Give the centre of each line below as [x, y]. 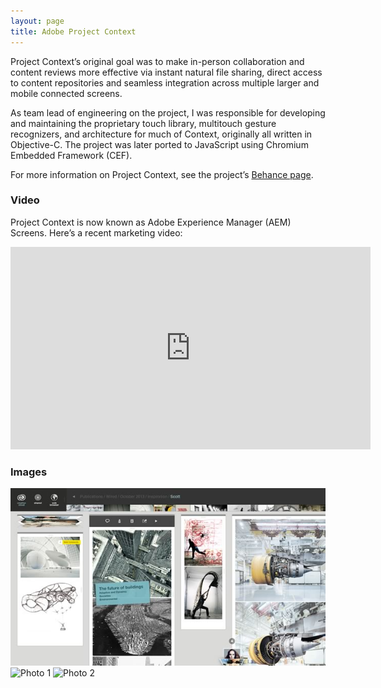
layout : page [37, 21]
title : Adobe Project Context [73, 31]
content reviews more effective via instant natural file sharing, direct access [166, 72]
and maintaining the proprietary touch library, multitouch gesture [143, 123]
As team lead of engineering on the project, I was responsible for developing [168, 112]
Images [29, 472]
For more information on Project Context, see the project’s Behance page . [162, 174]
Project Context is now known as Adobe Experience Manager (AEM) [151, 222]
